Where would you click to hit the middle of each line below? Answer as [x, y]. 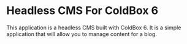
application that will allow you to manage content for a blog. [82, 34]
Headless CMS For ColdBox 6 [82, 11]
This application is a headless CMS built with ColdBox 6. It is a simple [94, 28]
